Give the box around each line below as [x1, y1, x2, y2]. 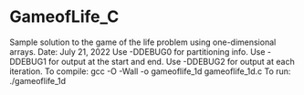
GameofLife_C [9, 6, 120, 27]
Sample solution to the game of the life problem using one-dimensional [9, 37, 277, 47]
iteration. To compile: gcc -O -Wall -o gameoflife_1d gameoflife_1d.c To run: [9, 66, 291, 77]
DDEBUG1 [9, 56, 47, 67]
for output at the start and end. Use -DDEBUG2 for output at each [48, 56, 295, 67]
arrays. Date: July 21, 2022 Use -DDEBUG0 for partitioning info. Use [9, 46, 266, 57]
